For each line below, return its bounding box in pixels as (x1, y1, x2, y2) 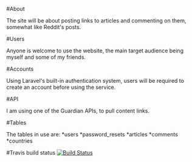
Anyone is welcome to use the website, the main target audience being (6, 47, 184, 54)
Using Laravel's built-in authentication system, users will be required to (6, 77, 184, 84)
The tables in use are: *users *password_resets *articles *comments (6, 131, 178, 138)
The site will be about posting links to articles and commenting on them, (6, 17, 187, 24)
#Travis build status (6, 149, 56, 156)
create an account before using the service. (6, 83, 116, 91)
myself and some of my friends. (6, 54, 86, 60)
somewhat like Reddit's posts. (6, 24, 81, 30)
